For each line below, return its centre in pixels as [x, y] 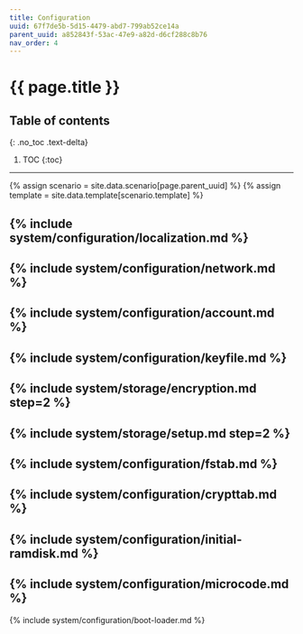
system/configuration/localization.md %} [129, 238]
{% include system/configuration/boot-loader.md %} [107, 620]
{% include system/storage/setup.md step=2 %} [150, 433]
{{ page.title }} [65, 87]
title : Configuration [50, 18]
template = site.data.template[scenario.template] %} [107, 196]
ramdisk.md [44, 553]
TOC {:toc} [42, 160]
